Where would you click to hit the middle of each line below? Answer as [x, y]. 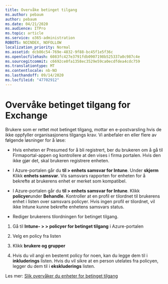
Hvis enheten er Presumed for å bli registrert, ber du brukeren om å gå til [88, 150]
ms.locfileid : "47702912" [32, 80]
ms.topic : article [24, 33]
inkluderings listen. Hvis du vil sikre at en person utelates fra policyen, [86, 261]
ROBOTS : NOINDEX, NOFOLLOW [33, 43]
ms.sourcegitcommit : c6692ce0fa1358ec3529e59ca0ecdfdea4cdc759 [73, 61]
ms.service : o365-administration [40, 38]
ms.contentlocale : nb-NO [31, 71]
